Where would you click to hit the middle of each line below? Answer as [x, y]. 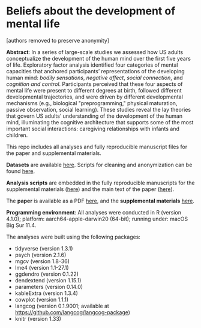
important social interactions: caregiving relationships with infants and [93, 129]
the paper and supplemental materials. [54, 153]
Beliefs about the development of [91, 11]
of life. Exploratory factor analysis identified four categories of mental [92, 65]
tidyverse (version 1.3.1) [44, 248]
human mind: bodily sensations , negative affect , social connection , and [94, 77]
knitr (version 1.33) [38, 318]
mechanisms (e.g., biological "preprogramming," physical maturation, [92, 103]
